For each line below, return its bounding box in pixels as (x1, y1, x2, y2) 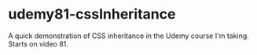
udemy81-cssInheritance (8, 5, 176, 23)
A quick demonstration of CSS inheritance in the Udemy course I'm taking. (8, 31, 249, 40)
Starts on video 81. (8, 39, 69, 48)
